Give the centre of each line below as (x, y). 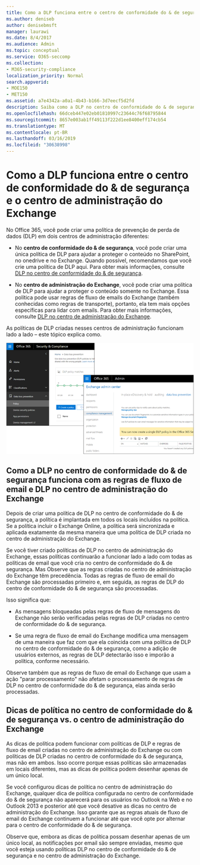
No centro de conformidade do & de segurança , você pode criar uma (101, 247)
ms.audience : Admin (30, 44)
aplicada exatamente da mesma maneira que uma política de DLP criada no (99, 532)
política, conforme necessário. (52, 661)
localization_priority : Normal (45, 76)
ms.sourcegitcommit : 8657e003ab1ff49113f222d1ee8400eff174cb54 (86, 119)
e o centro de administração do (85, 201)
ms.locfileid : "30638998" (38, 145)
